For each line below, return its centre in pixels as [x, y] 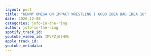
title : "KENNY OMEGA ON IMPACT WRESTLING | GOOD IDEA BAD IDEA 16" [76, 14]
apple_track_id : [22, 41]
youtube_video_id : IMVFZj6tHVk [37, 37]
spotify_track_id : [24, 32]
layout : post [19, 9]
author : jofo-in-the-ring [32, 28]
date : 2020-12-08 [23, 19]
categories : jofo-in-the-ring [36, 23]
